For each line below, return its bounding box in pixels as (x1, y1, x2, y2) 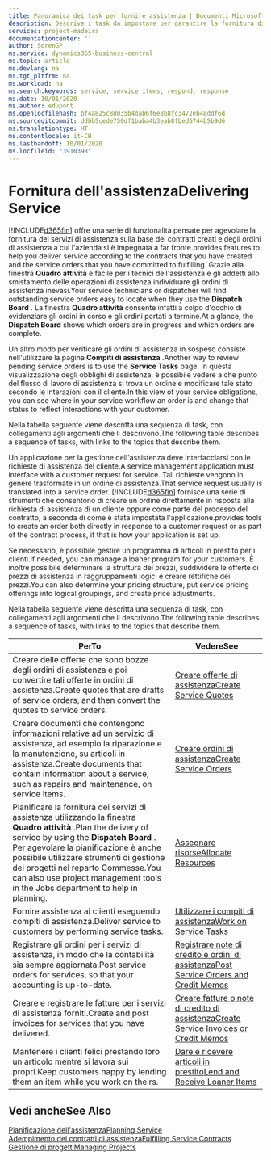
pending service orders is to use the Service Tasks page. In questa (8, 361, 232, 372)
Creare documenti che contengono (12, 718, 145, 729)
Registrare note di (174, 939, 242, 950)
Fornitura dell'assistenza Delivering (8, 182, 249, 200)
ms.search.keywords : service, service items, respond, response (8, 86, 229, 95)
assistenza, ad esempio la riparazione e (12, 738, 163, 750)
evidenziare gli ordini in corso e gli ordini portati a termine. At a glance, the (8, 312, 254, 322)
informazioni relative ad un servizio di (12, 728, 155, 739)
